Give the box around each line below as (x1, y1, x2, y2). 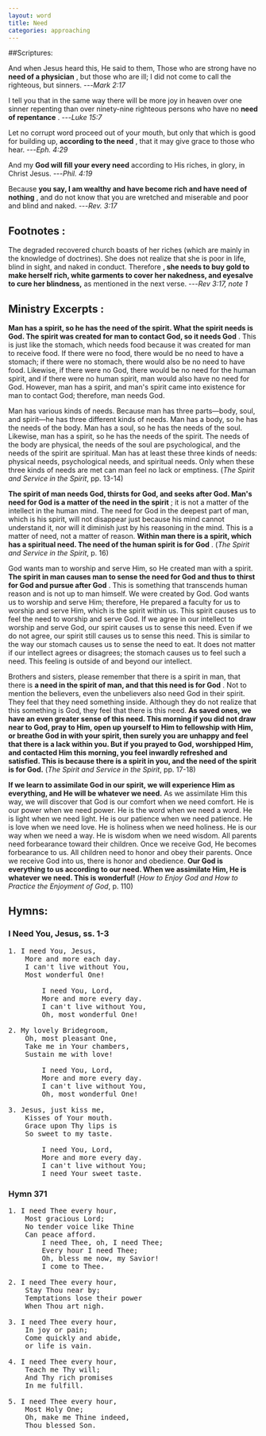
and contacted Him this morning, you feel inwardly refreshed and (8, 748, 228, 757)
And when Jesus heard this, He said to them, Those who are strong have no (8, 64, 256, 73)
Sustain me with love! (25, 1050, 114, 1059)
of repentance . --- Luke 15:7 (8, 113, 102, 122)
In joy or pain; (25, 1325, 89, 1334)
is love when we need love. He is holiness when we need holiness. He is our (8, 823, 256, 831)
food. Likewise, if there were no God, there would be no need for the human (8, 366, 256, 374)
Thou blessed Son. (25, 1420, 97, 1430)
